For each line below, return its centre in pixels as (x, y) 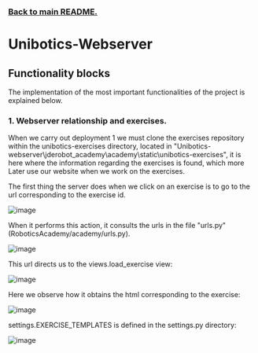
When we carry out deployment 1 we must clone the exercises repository (126, 138)
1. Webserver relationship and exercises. (88, 120)
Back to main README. (53, 12)
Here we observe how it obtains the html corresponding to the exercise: (124, 295)
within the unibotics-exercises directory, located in (90, 146)
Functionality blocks (59, 73)
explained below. (35, 100)
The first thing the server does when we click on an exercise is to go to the (129, 186)
